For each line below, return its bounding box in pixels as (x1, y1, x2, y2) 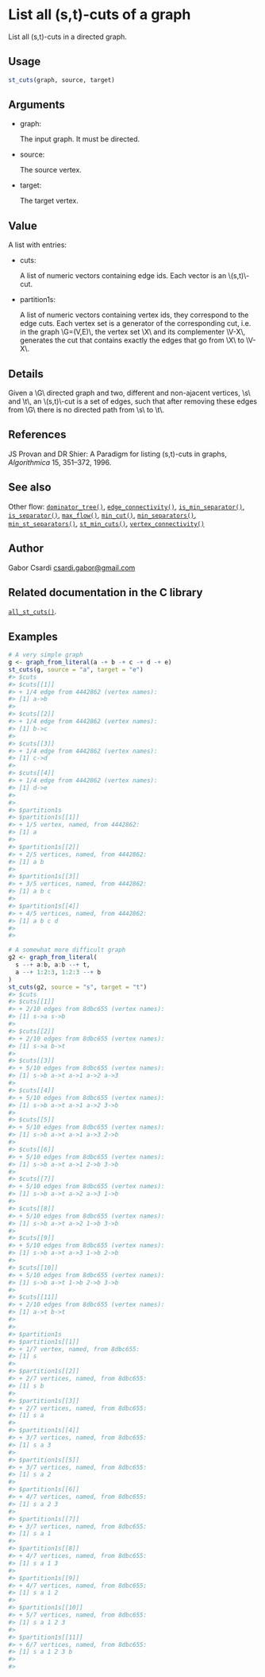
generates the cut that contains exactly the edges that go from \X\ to (19, 335, 244, 345)
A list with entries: (8, 240, 67, 250)
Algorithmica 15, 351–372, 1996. (8, 457, 112, 467)
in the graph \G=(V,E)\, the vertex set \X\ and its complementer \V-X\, (19, 327, 246, 337)
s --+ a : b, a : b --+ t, (15, 961, 90, 969)
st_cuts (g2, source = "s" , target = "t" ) (8, 983, 148, 991)
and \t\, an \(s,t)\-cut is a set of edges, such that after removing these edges (8, 397, 258, 406)
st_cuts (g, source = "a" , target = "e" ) (8, 665, 144, 673)
